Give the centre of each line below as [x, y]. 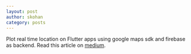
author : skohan [25, 17]
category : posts [26, 22]
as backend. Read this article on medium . [56, 45]
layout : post [22, 11]
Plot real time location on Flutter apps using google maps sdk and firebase [96, 39]
